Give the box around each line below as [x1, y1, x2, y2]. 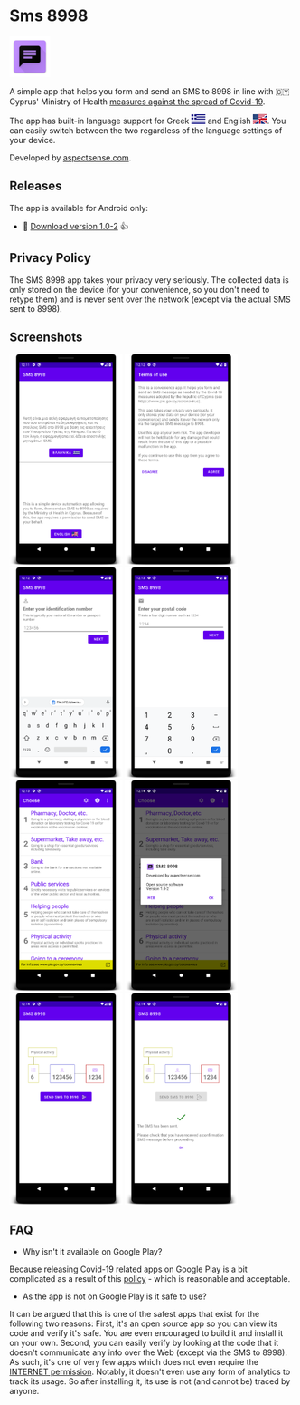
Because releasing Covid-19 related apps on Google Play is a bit [9, 1264, 248, 1274]
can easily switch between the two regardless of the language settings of [9, 124, 283, 136]
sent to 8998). [9, 303, 62, 314]
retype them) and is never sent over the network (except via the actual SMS [9, 294, 291, 305]
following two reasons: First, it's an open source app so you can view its [9, 1318, 278, 1329]
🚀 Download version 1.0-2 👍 [22, 220, 129, 231]
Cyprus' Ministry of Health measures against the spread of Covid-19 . [9, 96, 266, 107]
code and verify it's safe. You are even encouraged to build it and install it [9, 1328, 284, 1339]
